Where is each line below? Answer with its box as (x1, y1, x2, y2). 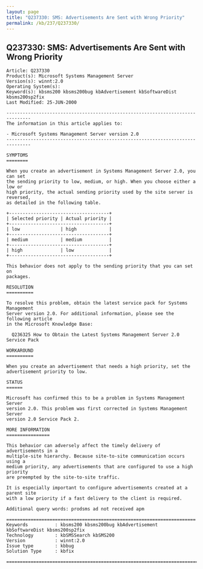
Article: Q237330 (6, 68, 50, 74)
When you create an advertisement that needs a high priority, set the (6, 363, 190, 370)
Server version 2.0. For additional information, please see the (6, 311, 174, 317)
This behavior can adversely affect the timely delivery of (6, 443, 161, 449)
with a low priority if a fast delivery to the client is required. (6, 495, 182, 501)
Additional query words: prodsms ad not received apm (6, 506, 145, 512)
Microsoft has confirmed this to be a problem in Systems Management (6, 395, 185, 401)
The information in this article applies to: (6, 121, 123, 127)
